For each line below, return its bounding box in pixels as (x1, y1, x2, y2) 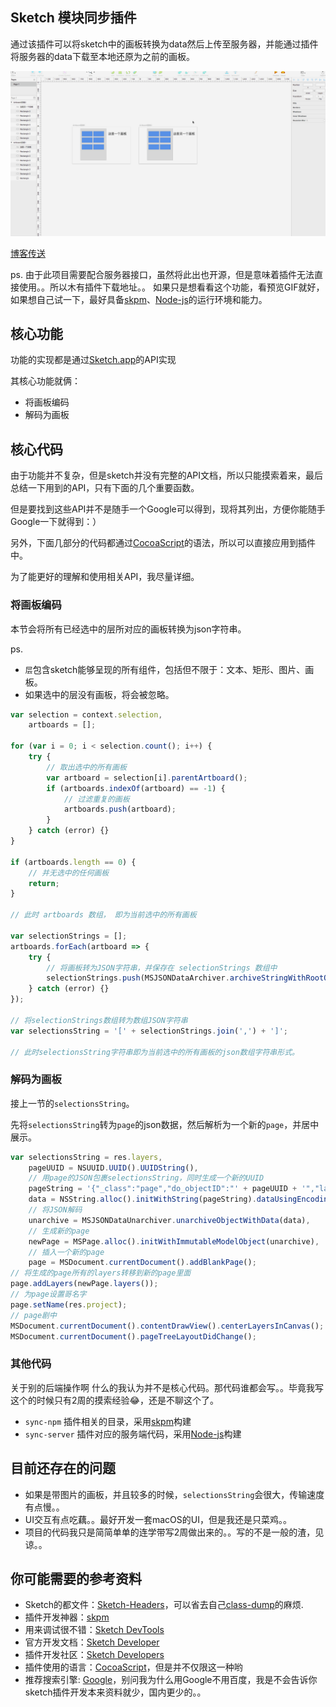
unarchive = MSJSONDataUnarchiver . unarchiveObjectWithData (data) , (28, 1215, 311, 1225)
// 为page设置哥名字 (10, 1289, 87, 1300)
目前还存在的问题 (10, 1460, 116, 1477)
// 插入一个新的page (28, 1247, 105, 1257)
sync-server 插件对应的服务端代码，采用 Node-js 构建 (24, 1428, 242, 1440)
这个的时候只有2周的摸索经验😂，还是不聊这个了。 (10, 1394, 219, 1406)
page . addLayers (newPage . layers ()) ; (10, 1279, 159, 1289)
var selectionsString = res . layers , (10, 1152, 163, 1162)
